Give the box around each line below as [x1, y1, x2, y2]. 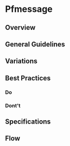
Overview [5, 23, 36, 32]
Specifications [5, 117, 51, 126]
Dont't [5, 102, 21, 109]
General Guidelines [5, 40, 65, 48]
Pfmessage [5, 3, 53, 15]
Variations [5, 57, 38, 66]
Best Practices [5, 73, 51, 82]
